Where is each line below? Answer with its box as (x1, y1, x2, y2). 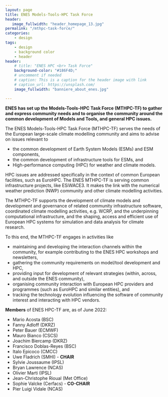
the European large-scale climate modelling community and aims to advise (5, 131, 159, 137)
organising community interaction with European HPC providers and (12, 281, 153, 287)
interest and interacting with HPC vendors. (12, 297, 100, 303)
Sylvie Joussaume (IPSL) (12, 359, 64, 365)
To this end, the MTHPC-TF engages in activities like (5, 234, 114, 240)
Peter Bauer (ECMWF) (12, 327, 59, 333)
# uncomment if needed (14, 73, 62, 78)
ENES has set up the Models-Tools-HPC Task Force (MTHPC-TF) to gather (5, 105, 162, 111)
